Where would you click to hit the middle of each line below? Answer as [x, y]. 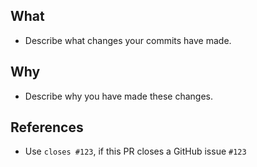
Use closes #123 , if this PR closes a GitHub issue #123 [135, 151]
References [47, 127]
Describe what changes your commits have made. [128, 40]
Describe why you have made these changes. [118, 96]
